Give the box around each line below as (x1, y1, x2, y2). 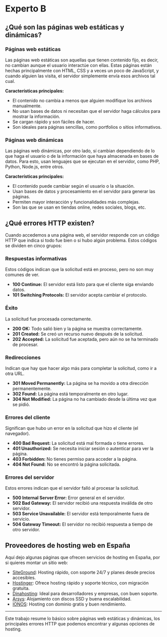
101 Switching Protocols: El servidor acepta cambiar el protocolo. (12, 292, 148, 298)
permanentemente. (12, 385, 52, 391)
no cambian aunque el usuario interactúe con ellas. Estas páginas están (5, 62, 152, 68)
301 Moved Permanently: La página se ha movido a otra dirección (12, 380, 149, 386)
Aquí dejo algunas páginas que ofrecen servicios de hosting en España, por (5, 555, 160, 561)
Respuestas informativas (5, 255, 67, 262)
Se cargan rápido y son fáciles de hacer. (12, 118, 95, 125)
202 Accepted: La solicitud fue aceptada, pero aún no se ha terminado (12, 336, 159, 342)
